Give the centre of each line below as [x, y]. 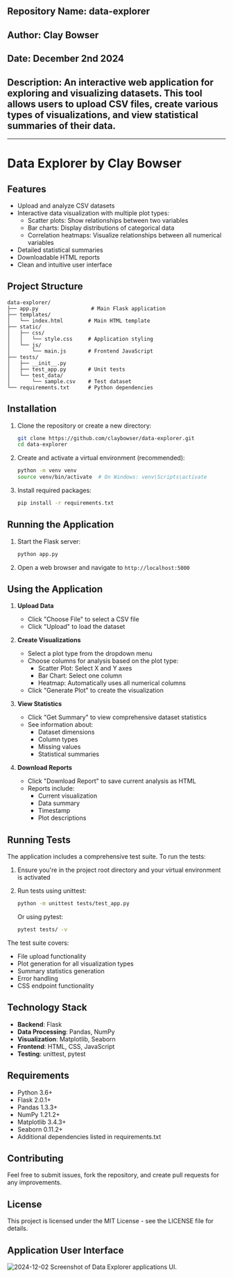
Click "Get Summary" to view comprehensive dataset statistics [117, 717]
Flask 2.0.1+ [34, 1100]
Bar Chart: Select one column [80, 675]
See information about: [60, 725]
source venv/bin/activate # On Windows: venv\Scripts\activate [112, 477]
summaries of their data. [62, 125]
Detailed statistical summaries [60, 250]
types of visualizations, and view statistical [103, 115]
